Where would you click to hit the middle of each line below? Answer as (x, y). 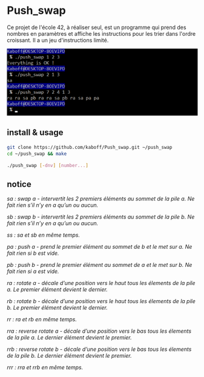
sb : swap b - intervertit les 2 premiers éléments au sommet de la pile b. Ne (101, 217)
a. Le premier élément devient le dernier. (57, 290)
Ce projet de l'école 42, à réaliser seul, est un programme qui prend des (97, 27)
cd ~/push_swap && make (37, 154)
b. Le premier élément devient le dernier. (57, 308)
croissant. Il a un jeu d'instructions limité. (58, 40)
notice (19, 184)
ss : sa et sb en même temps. (44, 235)
